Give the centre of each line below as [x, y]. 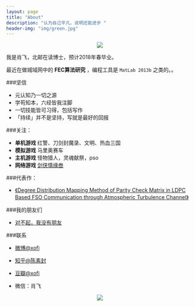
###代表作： [22, 178]
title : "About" [25, 17]
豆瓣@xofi [27, 273]
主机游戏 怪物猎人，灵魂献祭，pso [57, 158]
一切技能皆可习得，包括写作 [49, 110]
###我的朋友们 [24, 210]
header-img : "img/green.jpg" [42, 28]
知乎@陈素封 [30, 261]
